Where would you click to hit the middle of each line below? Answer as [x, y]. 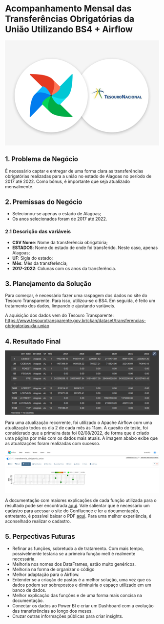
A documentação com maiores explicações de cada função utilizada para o [81, 500]
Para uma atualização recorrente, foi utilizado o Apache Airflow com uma [79, 423]
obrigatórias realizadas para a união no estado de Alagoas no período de [78, 176]
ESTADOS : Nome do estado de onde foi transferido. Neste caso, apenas [85, 248]
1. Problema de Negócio [41, 159]
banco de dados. [29, 590]
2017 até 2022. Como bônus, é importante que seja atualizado [68, 181]
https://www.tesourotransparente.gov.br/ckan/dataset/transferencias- [76, 321]
